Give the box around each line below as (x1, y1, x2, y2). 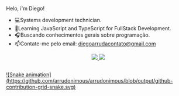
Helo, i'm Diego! (6, 5, 45, 12)
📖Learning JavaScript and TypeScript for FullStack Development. (14, 25, 171, 31)
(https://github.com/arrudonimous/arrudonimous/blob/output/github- (6, 77, 173, 84)
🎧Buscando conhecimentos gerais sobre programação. (14, 31, 150, 38)
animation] (25, 71, 51, 78)
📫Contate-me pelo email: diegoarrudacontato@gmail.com (14, 40, 156, 47)
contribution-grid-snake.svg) (6, 84, 76, 91)
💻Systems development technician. (14, 17, 102, 23)
